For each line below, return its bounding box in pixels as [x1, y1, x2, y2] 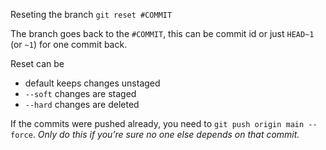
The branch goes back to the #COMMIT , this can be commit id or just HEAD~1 [10, 28, 315, 39]
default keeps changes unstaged [24, 77, 161, 89]
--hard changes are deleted [24, 99, 140, 110]
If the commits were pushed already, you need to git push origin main [10, 118, 305, 129]
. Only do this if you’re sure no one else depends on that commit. [32, 129, 300, 140]
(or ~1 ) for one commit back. [10, 39, 128, 50]
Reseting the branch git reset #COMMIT [10, 9, 173, 20]
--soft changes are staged [24, 88, 137, 99]
